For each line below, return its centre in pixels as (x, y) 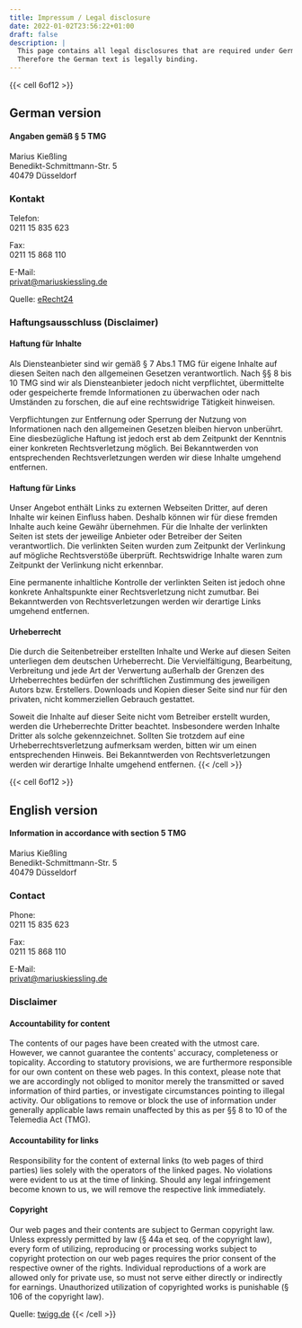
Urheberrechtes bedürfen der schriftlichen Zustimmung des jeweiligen (140, 681)
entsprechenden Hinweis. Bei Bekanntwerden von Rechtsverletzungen (140, 755)
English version (53, 810)
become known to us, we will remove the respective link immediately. (138, 1189)
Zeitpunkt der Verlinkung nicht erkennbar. (86, 565)
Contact (27, 896)
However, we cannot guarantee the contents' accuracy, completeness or (144, 1053)
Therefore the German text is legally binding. (108, 59)
